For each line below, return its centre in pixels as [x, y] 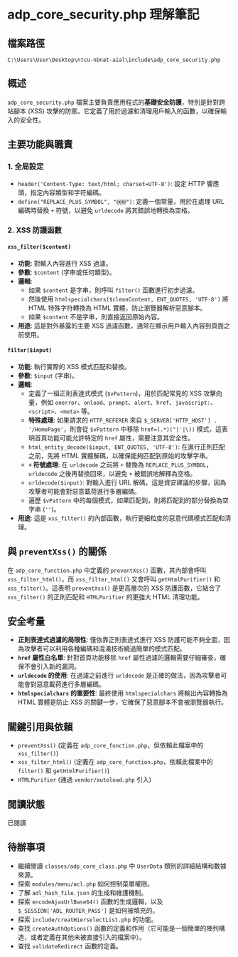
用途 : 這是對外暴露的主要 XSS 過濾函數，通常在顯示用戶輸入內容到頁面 [121, 326]
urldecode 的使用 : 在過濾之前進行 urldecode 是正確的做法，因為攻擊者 [119, 676]
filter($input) [30, 351]
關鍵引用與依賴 [40, 726]
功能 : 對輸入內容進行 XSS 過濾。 [65, 263]
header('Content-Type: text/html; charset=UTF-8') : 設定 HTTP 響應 [118, 183]
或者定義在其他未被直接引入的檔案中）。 [88, 937]
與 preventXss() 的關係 [57, 552]
